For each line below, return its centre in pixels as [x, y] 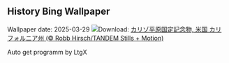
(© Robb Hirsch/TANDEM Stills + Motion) [104, 38]
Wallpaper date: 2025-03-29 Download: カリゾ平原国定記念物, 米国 [108, 29]
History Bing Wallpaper [59, 12]
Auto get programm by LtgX [47, 52]
